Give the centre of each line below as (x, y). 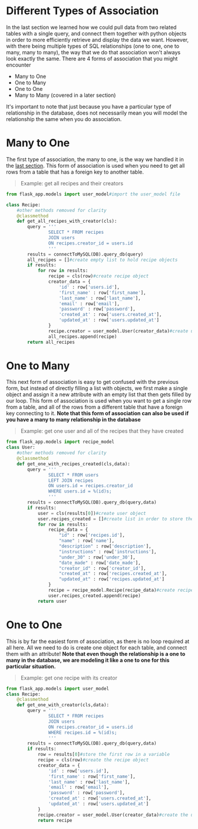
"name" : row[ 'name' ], (87, 541)
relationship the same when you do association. (64, 119)
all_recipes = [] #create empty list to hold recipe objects (103, 260)
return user (52, 601)
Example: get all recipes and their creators (72, 183)
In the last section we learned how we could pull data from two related (91, 27)
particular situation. (31, 666)
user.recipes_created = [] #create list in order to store (110, 519)
